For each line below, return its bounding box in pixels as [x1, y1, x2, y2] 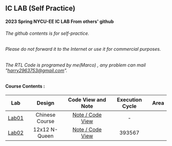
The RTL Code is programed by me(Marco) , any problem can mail [5, 61, 146, 68]
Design [36, 99, 55, 107]
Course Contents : [5, 83, 45, 89]
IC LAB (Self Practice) [5, 4, 76, 13]
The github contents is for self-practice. [5, 30, 90, 36]
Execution [117, 96, 142, 103]
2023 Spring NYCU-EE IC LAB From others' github [5, 18, 114, 25]
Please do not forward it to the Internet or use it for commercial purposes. [5, 46, 161, 52]
